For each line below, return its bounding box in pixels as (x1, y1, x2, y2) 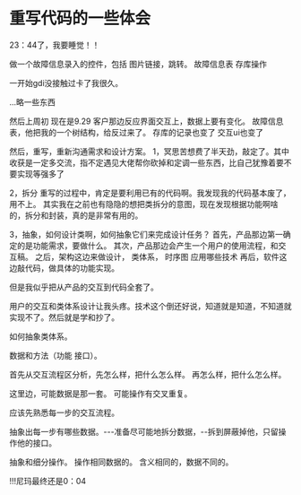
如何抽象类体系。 (9, 331, 73, 342)
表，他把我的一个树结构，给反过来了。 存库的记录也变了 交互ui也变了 (9, 126, 264, 137)
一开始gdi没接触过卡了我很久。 (9, 77, 124, 88)
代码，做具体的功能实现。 (24, 262, 119, 274)
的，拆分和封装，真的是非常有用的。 (9, 210, 143, 221)
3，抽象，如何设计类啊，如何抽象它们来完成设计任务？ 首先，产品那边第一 (9, 229, 284, 239)
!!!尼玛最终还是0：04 (9, 475, 87, 486)
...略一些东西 (9, 96, 56, 108)
